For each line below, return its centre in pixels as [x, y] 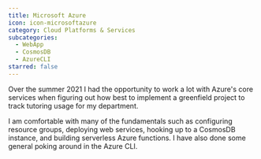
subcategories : [33, 37]
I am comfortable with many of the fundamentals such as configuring [120, 121]
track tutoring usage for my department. [73, 105]
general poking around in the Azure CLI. [73, 146]
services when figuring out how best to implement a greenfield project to [127, 97]
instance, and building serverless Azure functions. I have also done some [127, 138]
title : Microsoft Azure [47, 15]
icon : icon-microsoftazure [52, 23]
